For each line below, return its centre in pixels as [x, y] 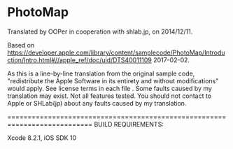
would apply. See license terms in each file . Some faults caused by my [110, 88]
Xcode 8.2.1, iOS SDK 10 [42, 138]
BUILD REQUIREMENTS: [129, 124]
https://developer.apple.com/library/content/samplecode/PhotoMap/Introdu [116, 52]
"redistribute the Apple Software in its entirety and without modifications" [113, 80]
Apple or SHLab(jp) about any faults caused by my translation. [97, 103]
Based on [21, 45]
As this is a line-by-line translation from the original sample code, [101, 73]
